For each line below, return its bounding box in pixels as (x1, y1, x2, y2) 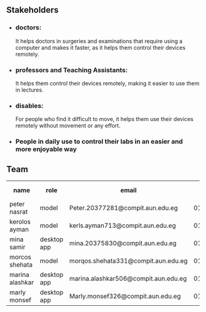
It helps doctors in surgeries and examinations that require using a (15, 37, 183, 45)
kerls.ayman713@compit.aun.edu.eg (69, 221, 176, 230)
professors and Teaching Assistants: (15, 66, 128, 74)
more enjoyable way (15, 145, 77, 154)
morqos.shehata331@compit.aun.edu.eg (69, 257, 188, 265)
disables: (15, 101, 44, 110)
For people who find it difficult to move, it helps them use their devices (15, 115, 194, 123)
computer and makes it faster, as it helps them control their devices (15, 44, 186, 51)
